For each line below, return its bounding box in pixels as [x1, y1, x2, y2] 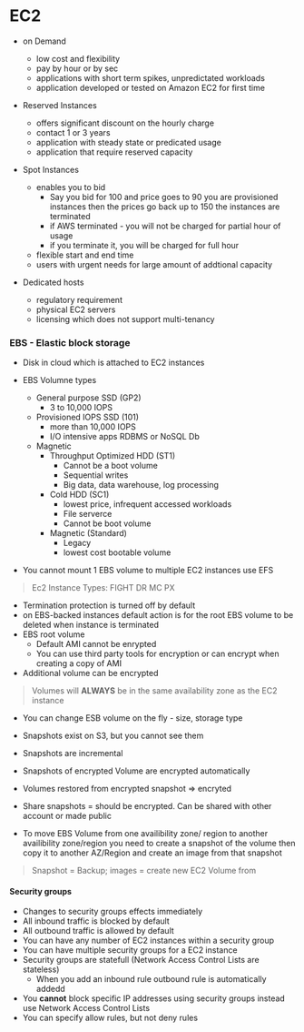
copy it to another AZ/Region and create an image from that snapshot [22, 847, 283, 858]
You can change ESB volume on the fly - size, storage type [22, 713, 243, 723]
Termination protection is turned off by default [22, 600, 196, 611]
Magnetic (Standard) [49, 528, 127, 539]
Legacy [63, 538, 92, 549]
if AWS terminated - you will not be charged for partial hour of [49, 220, 281, 231]
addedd [35, 984, 65, 995]
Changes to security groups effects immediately [22, 906, 203, 917]
